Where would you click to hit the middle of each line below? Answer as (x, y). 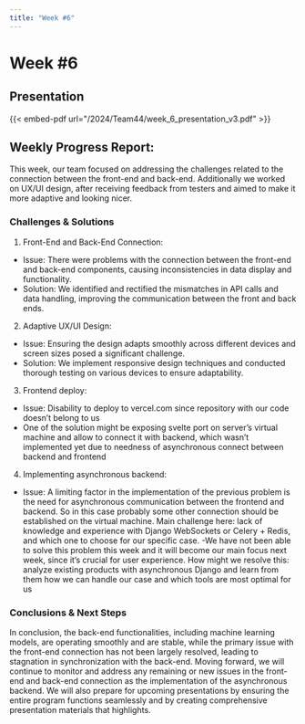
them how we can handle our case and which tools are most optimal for (157, 579)
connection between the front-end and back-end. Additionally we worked (147, 179)
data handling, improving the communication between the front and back (159, 299)
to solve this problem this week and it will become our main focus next (154, 550)
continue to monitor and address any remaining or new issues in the (137, 671)
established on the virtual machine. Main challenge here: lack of (142, 520)
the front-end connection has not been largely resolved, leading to (134, 652)
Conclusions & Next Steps (68, 613)
